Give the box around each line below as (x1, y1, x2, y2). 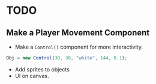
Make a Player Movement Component (6, 28, 150, 38)
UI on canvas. (14, 72, 49, 79)
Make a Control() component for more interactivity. (14, 43, 143, 50)
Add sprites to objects (14, 65, 70, 73)
